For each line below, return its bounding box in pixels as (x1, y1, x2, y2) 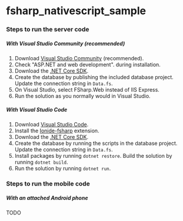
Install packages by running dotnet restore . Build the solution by (14, 152, 172, 160)
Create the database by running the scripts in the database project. (14, 140, 178, 147)
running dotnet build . (14, 158, 69, 166)
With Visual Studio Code (6, 106, 68, 113)
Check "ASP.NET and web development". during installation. (14, 61, 161, 69)
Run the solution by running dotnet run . (14, 165, 111, 172)
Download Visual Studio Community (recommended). (14, 55, 144, 62)
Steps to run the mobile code (6, 179, 90, 187)
